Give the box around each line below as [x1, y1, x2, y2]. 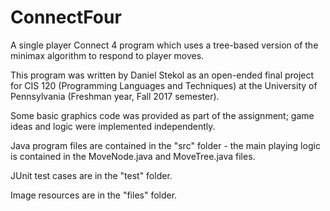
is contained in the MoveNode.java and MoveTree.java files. [10, 150, 256, 162]
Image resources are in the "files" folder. [10, 189, 178, 201]
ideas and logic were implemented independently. [10, 120, 216, 132]
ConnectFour [10, 6, 122, 29]
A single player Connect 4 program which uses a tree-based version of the [10, 39, 319, 51]
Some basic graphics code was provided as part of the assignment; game [10, 109, 315, 121]
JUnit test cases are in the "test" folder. [10, 169, 173, 181]
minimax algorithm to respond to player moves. [10, 49, 205, 61]
